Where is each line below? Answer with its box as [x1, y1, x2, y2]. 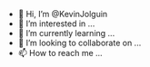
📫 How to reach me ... [17, 48, 103, 58]
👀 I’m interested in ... [17, 18, 95, 29]
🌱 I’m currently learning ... [17, 28, 115, 38]
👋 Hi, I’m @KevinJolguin [17, 9, 108, 19]
